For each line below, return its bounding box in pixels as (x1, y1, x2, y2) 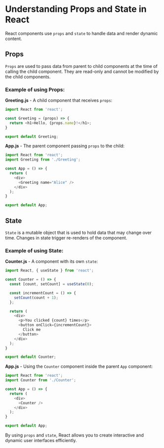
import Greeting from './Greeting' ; (5, 157, 81, 162)
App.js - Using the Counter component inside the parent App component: (5, 363, 153, 370)
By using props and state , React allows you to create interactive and (5, 432, 144, 438)
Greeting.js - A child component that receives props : (5, 98, 113, 104)
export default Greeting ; (5, 134, 58, 139)
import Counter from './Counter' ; (5, 378, 77, 383)
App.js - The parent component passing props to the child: (5, 143, 125, 149)
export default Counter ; (5, 354, 56, 360)
